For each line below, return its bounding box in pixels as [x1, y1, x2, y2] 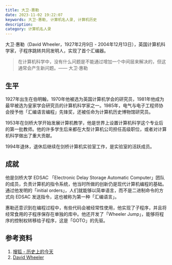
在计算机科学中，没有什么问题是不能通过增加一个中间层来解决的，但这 [17, 58, 166, 65]
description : [5, 22, 33, 27]
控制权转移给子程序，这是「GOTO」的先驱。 [14, 217, 109, 223]
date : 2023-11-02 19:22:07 [5, 12, 63, 17]
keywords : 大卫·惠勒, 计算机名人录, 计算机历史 [5, 17, 97, 22]
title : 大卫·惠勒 [5, 7, 39, 13]
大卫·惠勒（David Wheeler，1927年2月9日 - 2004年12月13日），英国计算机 [5, 42, 161, 48]
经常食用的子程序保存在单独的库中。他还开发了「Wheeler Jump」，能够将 [5, 211, 160, 217]
